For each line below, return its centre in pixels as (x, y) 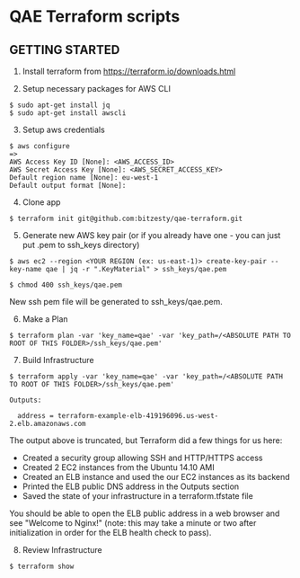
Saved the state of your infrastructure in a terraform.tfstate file (137, 496)
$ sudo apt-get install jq (60, 105)
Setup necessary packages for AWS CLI (96, 89)
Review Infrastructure (62, 550)
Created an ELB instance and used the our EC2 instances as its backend (156, 477)
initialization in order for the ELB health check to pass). (110, 533)
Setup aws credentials (63, 129)
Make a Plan (45, 319)
